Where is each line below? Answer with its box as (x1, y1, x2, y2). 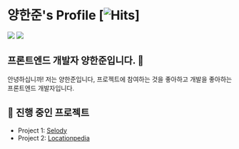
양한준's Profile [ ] (7, 7, 141, 24)
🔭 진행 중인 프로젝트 (7, 107, 90, 119)
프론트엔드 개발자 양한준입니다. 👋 (7, 55, 144, 67)
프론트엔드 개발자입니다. (7, 83, 75, 92)
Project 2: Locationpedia (17, 133, 91, 142)
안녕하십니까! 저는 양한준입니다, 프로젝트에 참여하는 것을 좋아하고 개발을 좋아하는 (7, 75, 233, 83)
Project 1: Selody (17, 126, 68, 135)
